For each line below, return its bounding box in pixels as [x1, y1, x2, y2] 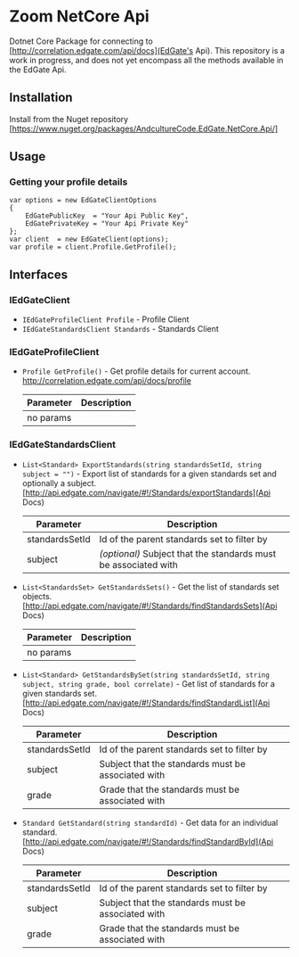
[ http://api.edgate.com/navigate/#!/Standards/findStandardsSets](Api [21, 600, 278, 611]
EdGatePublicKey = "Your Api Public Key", [25, 211, 190, 220]
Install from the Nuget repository [9, 113, 129, 124]
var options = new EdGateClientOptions [9, 196, 158, 205]
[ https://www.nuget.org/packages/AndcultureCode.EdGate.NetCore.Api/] [9, 123, 279, 134]
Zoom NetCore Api [9, 6, 149, 27]
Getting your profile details [9, 176, 128, 188]
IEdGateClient [9, 293, 71, 306]
